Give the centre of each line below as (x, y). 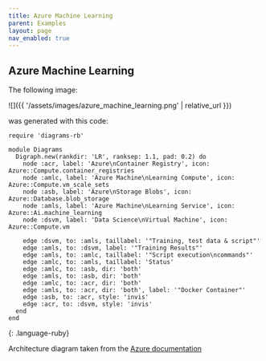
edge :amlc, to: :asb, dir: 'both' (82, 270)
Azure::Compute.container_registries (72, 171)
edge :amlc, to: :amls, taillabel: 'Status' (98, 262)
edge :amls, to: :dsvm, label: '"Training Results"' (113, 248)
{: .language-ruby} (39, 333)
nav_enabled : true (39, 38)
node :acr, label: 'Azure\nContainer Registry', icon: (117, 164)
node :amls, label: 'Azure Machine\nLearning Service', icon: (129, 206)
